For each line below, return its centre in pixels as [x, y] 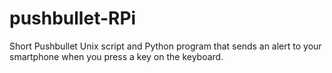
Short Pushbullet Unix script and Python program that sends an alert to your [165, 46]
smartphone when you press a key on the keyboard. [116, 56]
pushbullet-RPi [73, 18]
